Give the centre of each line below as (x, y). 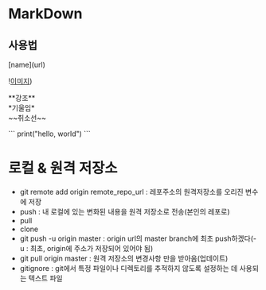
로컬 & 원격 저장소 (63, 168)
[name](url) (27, 65)
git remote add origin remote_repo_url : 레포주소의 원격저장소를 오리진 (132, 191)
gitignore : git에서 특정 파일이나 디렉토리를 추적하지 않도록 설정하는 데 (129, 268)
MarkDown (45, 14)
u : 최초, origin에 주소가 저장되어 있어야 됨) (86, 248)
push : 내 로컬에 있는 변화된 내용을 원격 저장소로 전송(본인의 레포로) (125, 211)
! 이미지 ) (20, 81)
